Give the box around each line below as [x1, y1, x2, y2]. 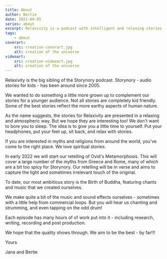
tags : [5, 31, 16, 36]
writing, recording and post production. [5, 220, 86, 226]
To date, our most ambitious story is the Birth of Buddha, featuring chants [5, 179, 156, 185]
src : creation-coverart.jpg [14, 45, 72, 50]
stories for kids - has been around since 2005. [5, 82, 101, 88]
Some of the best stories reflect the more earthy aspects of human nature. [5, 103, 158, 109]
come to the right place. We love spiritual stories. [5, 144, 106, 150]
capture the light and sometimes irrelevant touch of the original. [5, 169, 136, 176]
